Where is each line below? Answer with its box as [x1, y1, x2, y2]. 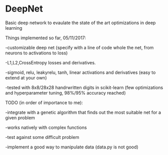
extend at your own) [5, 74, 47, 81]
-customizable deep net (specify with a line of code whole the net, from [5, 44, 154, 50]
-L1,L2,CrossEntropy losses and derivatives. [5, 59, 96, 65]
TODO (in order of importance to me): [5, 99, 83, 106]
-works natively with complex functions [5, 124, 87, 130]
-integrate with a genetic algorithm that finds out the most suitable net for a [5, 109, 161, 115]
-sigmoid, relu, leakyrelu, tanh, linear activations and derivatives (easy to [5, 69, 156, 75]
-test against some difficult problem [5, 134, 79, 140]
